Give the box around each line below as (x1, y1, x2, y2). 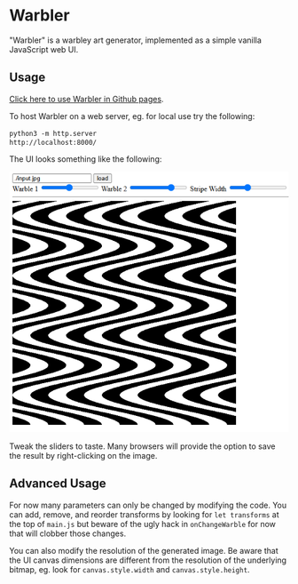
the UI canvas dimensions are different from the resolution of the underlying (9, 555, 286, 565)
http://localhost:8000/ (9, 138, 98, 147)
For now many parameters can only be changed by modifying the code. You (9, 500, 287, 510)
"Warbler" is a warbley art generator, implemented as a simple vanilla (9, 35, 262, 45)
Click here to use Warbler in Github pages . (9, 93, 164, 104)
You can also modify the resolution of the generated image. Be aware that (9, 545, 279, 556)
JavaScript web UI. (9, 44, 79, 54)
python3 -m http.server (9, 129, 98, 138)
